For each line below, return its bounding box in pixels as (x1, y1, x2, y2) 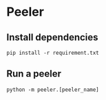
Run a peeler (6, 68, 62, 79)
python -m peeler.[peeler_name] (6, 86, 99, 93)
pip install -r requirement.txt (6, 49, 99, 56)
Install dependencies (6, 32, 98, 43)
